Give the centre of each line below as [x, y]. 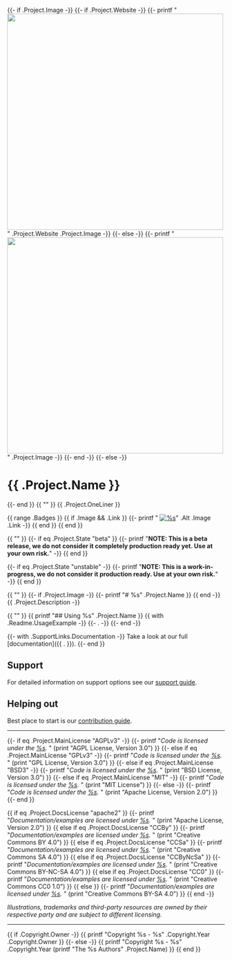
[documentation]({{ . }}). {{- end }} [56, 644]
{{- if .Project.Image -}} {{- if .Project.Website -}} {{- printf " [92, 10]
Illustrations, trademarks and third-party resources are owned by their [107, 907]
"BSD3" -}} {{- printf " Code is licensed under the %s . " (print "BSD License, [115, 770]
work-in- [201, 566]
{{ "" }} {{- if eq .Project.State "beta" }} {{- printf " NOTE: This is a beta [107, 538]
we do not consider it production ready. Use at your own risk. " [128, 574]
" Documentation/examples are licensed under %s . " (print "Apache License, [116, 820]
